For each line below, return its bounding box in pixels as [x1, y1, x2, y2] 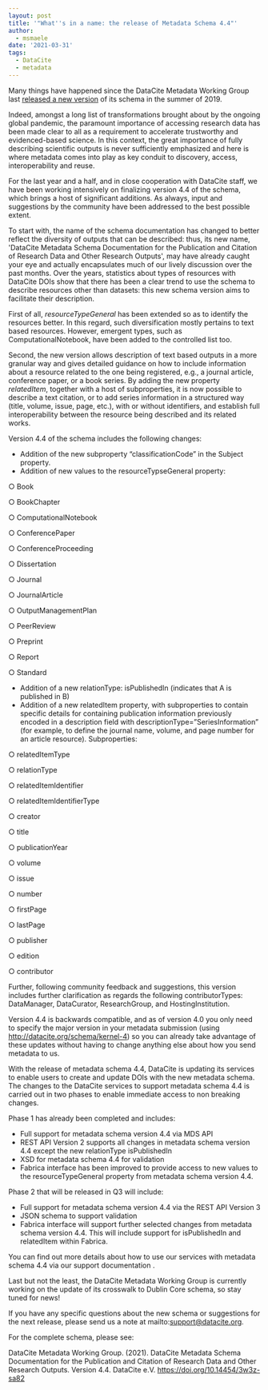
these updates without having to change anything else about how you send [8, 1040, 256, 1049]
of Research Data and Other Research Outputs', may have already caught [8, 251, 250, 261]
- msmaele [15, 34, 48, 42]
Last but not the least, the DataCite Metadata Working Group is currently [8, 1276, 246, 1285]
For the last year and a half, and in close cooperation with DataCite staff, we [8, 176, 258, 186]
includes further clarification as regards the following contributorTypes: [8, 990, 243, 1000]
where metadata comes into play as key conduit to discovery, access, [8, 152, 238, 162]
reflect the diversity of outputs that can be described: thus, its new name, [8, 234, 250, 244]
